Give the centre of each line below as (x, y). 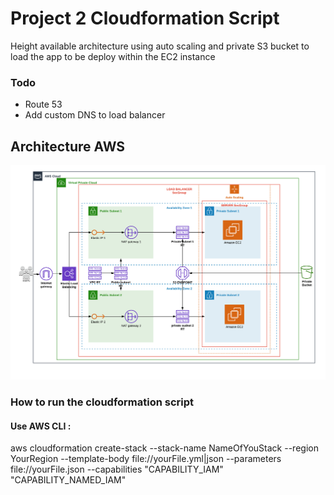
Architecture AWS (68, 146)
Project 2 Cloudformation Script (145, 18)
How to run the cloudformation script (102, 402)
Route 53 (43, 104)
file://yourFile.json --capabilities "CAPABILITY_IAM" (117, 469)
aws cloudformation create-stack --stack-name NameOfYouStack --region (164, 448)
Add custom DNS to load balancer (95, 115)
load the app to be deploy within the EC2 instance (113, 56)
